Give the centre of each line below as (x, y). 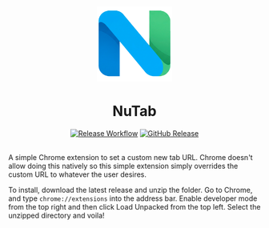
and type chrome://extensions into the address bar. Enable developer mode (133, 198)
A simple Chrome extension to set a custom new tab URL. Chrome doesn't (131, 157)
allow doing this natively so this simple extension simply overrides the (123, 166)
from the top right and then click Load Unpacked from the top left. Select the (134, 206)
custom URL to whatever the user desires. (77, 174)
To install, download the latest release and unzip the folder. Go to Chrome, (130, 190)
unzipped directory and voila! (57, 215)
